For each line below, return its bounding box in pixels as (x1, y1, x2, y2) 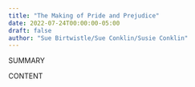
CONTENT (8, 71, 43, 81)
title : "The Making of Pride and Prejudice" (8, 11, 160, 20)
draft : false (8, 26, 52, 34)
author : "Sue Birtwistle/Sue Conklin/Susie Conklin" (8, 34, 189, 42)
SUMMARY (8, 56, 46, 65)
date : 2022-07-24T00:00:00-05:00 (8, 19, 120, 27)
